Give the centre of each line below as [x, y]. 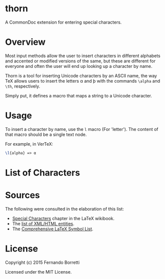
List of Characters [43, 172]
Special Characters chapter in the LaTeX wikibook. [63, 218]
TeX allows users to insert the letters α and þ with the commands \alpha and [83, 81]
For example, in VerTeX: [29, 144]
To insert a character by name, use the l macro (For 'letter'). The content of [82, 129]
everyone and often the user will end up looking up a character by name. [79, 66]
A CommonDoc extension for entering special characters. [64, 22]
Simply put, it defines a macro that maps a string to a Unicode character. [79, 95]
